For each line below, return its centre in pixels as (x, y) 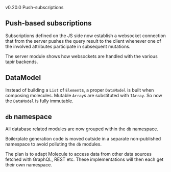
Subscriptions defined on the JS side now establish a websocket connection (86, 36)
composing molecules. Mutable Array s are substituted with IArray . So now (84, 95)
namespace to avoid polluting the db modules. (54, 144)
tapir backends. (22, 62)
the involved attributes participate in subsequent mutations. (68, 46)
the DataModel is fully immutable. (40, 101)
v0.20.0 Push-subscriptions (34, 7)
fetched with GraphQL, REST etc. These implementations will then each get (84, 159)
